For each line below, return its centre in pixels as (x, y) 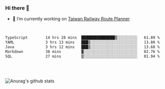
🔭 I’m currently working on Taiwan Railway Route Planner (71, 19)
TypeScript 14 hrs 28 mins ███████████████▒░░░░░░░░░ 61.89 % (82, 38)
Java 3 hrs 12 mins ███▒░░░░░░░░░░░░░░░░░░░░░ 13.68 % (82, 47)
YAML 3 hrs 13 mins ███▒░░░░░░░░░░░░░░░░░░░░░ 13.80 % (82, 42)
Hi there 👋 (17, 8)
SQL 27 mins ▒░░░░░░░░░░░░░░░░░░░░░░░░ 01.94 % (82, 56)
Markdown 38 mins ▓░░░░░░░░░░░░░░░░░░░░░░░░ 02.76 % (82, 51)
